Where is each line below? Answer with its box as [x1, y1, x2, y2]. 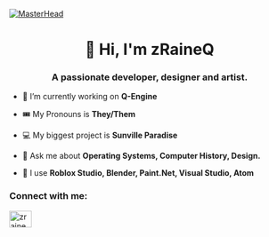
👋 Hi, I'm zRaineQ [84, 40, 216, 59]
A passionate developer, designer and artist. [52, 71, 248, 83]
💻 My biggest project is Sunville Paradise [21, 130, 178, 141]
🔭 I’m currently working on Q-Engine [21, 91, 158, 102]
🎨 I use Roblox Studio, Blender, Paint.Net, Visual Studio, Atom [21, 168, 255, 178]
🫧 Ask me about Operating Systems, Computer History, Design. [21, 151, 261, 162]
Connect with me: [9, 190, 88, 202]
